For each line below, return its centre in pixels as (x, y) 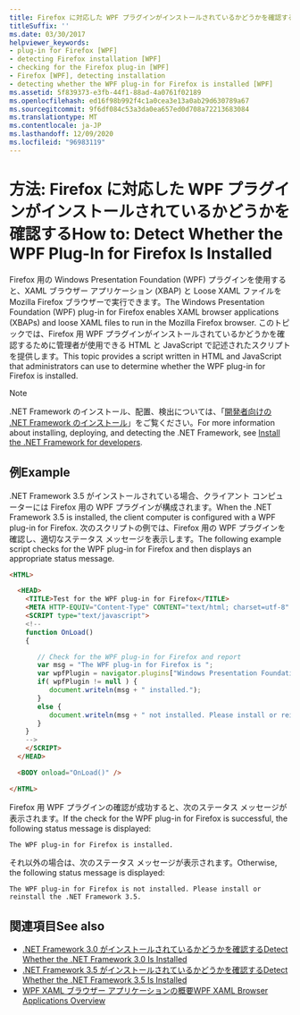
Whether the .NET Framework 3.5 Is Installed (104, 980)
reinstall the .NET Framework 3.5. (75, 897)
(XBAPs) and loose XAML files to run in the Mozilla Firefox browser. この (142, 322)
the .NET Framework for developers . (76, 442)
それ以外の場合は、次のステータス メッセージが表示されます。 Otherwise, (143, 862)
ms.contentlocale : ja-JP (55, 126)
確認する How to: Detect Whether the (146, 234)
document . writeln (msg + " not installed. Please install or (163, 715)
